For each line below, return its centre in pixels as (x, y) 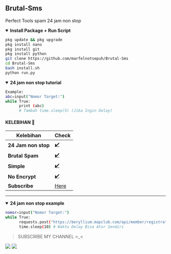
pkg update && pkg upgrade (34, 40)
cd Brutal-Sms (20, 63)
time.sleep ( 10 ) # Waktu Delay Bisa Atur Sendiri (71, 227)
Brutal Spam (23, 155)
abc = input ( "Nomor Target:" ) (35, 97)
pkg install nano (24, 44)
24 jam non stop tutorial (36, 82)
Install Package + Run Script (40, 30)
